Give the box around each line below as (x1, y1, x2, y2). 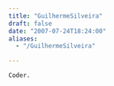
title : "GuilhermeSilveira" (8, 11, 103, 20)
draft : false (8, 19, 53, 28)
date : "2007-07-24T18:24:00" (8, 27, 107, 35)
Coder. (8, 71, 31, 80)
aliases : (8, 34, 38, 43)
